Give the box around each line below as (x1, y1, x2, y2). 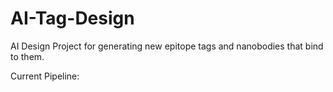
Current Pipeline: (10, 70, 80, 82)
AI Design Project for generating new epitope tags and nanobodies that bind (10, 40, 324, 52)
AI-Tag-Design (10, 7, 135, 30)
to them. (10, 50, 45, 62)
